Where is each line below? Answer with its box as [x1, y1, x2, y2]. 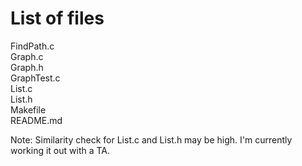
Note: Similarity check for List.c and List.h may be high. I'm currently [10, 133, 293, 146]
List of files [10, 7, 105, 30]
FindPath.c [10, 40, 55, 52]
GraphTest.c [10, 72, 61, 84]
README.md [10, 114, 63, 126]
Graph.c [10, 50, 44, 62]
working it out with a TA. [10, 144, 111, 156]
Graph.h [10, 61, 44, 73]
